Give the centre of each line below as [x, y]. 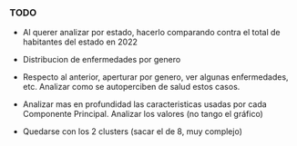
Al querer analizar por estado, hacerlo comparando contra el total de [151, 33]
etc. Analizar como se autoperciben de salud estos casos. [131, 87]
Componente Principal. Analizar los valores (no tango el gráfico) [143, 114]
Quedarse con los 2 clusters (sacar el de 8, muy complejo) [133, 131]
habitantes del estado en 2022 [80, 42]
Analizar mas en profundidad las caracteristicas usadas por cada [144, 104]
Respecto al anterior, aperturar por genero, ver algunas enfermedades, [155, 77]
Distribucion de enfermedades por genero [102, 60]
